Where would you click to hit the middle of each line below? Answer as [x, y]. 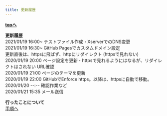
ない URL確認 [41, 66]
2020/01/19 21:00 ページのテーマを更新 [45, 72]
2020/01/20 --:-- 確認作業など [36, 85]
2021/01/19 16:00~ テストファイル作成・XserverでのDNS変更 [68, 41]
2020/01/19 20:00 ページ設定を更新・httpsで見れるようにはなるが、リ [77, 60]
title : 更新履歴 [20, 10]
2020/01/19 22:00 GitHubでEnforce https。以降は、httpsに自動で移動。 [79, 79]
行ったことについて [25, 102]
